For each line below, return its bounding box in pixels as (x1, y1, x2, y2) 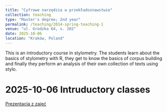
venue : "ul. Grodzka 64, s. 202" (5, 26, 76, 32)
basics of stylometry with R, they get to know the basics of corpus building (5, 55, 162, 61)
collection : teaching (5, 12, 51, 17)
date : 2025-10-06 (5, 31, 42, 36)
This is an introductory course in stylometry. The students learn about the (5, 49, 160, 56)
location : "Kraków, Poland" (5, 36, 65, 41)
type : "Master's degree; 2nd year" (5, 17, 81, 22)
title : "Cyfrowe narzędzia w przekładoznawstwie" (5, 7, 113, 13)
